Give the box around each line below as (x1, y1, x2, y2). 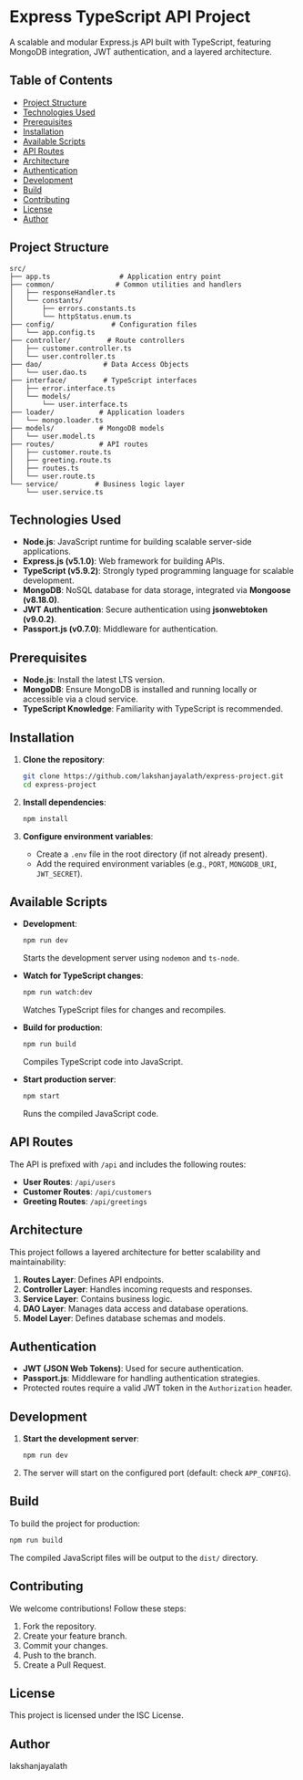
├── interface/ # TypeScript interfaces (9, 376, 197, 385)
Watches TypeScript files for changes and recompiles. (22, 1005, 227, 1015)
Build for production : (22, 1022, 103, 1033)
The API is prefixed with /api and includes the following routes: (9, 1159, 247, 1170)
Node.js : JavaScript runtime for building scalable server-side (22, 536, 252, 547)
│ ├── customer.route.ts (9, 447, 112, 457)
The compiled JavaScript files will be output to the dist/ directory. (9, 1552, 258, 1563)
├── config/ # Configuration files (9, 319, 197, 329)
